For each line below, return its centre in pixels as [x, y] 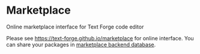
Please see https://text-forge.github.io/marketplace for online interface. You [100, 38]
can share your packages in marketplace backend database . [81, 45]
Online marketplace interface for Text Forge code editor [75, 27]
